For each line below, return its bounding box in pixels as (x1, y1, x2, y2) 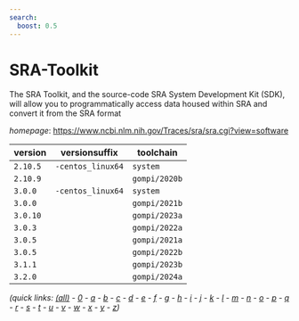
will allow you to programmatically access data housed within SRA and (9, 99, 268, 110)
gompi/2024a (132, 272, 183, 282)
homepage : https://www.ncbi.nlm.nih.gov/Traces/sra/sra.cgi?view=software (9, 126, 289, 136)
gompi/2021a (132, 235, 183, 245)
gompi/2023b (132, 259, 183, 270)
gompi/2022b (132, 247, 183, 258)
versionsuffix (61, 146, 118, 159)
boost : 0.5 (17, 21, 58, 30)
